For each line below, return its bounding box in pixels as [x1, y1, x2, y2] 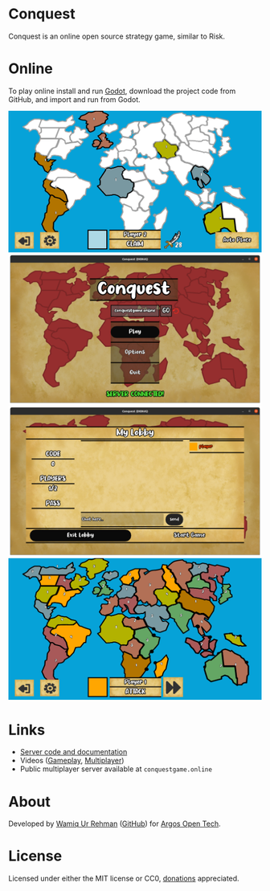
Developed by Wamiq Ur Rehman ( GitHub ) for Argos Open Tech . [8, 819, 221, 828]
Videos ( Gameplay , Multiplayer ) [19, 756, 125, 766]
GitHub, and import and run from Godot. [8, 94, 141, 104]
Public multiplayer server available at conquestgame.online [19, 764, 213, 774]
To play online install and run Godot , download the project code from [8, 86, 236, 96]
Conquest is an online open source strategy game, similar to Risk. [8, 31, 226, 41]
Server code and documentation [19, 747, 128, 757]
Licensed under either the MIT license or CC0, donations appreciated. [8, 873, 239, 884]
